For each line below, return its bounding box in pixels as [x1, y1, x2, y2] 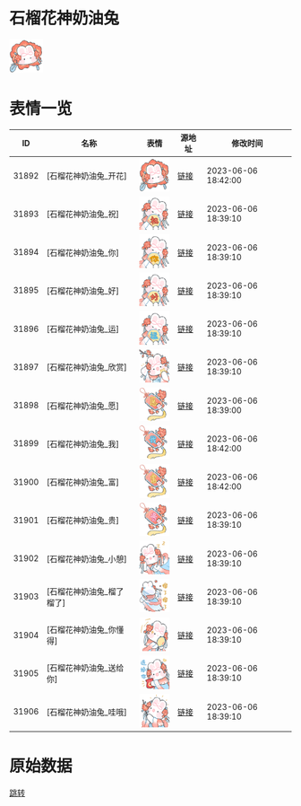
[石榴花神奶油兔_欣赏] [46, 362, 127, 372]
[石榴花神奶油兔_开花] [46, 171, 127, 181]
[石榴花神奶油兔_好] [46, 285, 119, 296]
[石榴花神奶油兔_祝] [46, 208, 119, 220]
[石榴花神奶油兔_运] [46, 324, 119, 335]
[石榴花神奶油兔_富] [46, 477, 119, 487]
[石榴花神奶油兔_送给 [46, 662, 125, 673]
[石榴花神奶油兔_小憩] [46, 553, 127, 564]
